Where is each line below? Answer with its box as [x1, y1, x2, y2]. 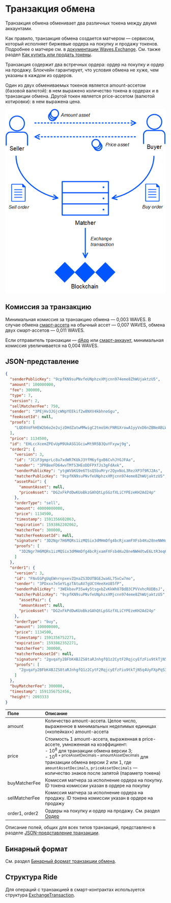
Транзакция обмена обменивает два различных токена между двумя [5, 20, 157, 26]
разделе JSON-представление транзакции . [5, 830, 100, 836]
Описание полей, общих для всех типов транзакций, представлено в [5, 824, 156, 831]
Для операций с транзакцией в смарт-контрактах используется [5, 886, 145, 892]
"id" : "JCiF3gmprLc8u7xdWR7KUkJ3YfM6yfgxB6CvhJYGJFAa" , [14, 457, 136, 462]
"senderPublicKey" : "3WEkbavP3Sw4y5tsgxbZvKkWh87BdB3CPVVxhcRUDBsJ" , [14, 587, 165, 592]
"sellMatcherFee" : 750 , [10, 404, 60, 409]
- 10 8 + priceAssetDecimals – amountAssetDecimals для [45, 753, 149, 760]
